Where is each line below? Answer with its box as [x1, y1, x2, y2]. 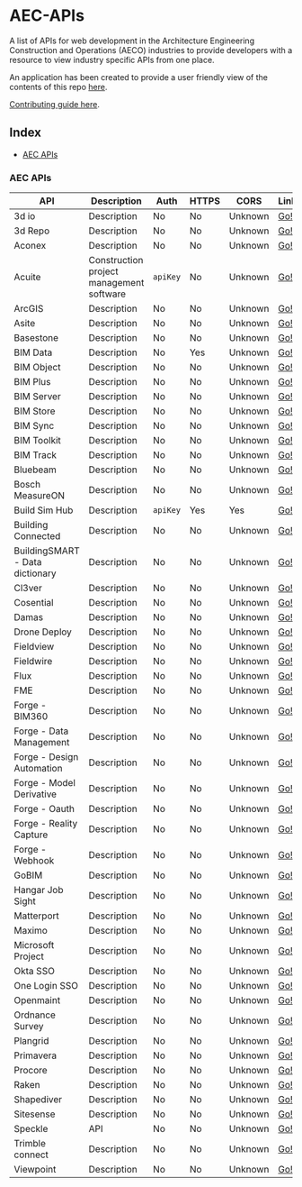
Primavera [13, 1049, 58, 1062]
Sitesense [13, 1108, 56, 1120]
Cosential [13, 597, 54, 609]
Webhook [13, 854, 55, 867]
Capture [13, 828, 49, 841]
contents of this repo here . [9, 81, 108, 92]
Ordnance [13, 1009, 57, 1021]
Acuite [13, 271, 41, 284]
